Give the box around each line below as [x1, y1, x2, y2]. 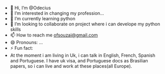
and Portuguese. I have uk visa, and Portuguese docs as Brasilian [10, 58, 148, 63]
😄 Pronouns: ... [10, 40, 43, 45]
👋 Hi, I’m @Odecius [10, 5, 51, 11]
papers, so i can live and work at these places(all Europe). [10, 63, 132, 69]
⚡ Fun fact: [10, 45, 33, 51]
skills [10, 26, 21, 32]
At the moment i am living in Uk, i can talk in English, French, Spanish [10, 52, 156, 58]
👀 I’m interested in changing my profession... [10, 10, 104, 16]
